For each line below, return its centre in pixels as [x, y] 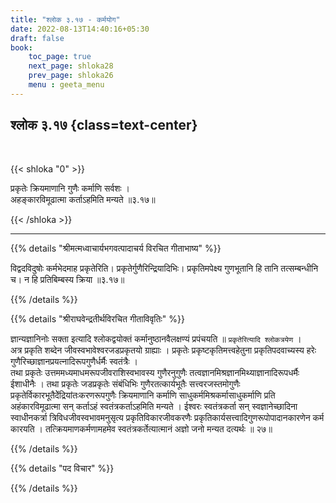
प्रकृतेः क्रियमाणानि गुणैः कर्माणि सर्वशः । [70, 188]
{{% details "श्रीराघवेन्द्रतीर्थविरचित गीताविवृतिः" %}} [97, 318]
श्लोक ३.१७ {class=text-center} [104, 125]
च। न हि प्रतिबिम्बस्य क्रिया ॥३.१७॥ [67, 279]
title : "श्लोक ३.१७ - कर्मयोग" [65, 19]
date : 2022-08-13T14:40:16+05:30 [80, 29]
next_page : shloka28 [71, 66]
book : [21, 47]
